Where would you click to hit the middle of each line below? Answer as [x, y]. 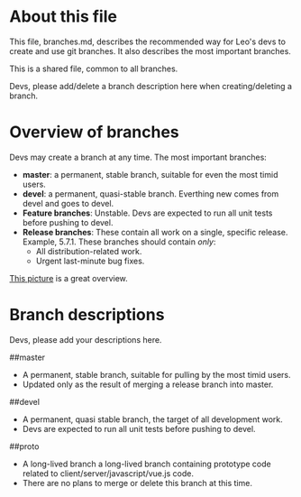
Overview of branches [95, 132]
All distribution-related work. [89, 251]
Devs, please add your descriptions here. [86, 339]
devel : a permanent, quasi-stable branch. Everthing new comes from [150, 193]
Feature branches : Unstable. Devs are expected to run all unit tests [147, 213]
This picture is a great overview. [68, 278]
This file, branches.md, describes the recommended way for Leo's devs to [148, 41]
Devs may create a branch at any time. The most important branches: [138, 157]
